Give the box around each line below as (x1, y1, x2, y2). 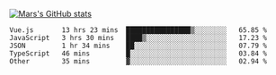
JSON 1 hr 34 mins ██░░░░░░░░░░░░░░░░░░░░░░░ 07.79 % (9, 41, 268, 50)
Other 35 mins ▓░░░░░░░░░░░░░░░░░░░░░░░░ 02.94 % (9, 57, 268, 66)
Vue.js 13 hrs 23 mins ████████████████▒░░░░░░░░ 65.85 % (9, 26, 268, 35)
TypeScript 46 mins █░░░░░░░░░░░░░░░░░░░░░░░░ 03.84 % (9, 49, 268, 58)
